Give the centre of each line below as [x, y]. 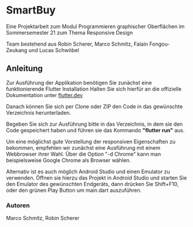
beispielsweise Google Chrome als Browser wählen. [68, 160]
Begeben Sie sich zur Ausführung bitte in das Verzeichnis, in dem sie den [94, 124]
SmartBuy [31, 10]
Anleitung [24, 69]
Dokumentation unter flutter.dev [44, 95]
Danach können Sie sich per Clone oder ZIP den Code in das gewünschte [94, 106]
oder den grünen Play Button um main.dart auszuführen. [74, 190]
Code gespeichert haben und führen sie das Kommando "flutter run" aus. [95, 130]
